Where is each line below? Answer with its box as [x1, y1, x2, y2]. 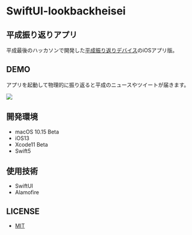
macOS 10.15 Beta [14, 128, 59, 135]
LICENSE [6, 206, 40, 216]
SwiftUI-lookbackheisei [6, 4, 126, 18]
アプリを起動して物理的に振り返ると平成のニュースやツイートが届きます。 [6, 81, 190, 88]
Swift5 [14, 147, 31, 154]
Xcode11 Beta [14, 141, 48, 148]
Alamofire [14, 189, 40, 196]
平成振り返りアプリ [6, 29, 77, 40]
